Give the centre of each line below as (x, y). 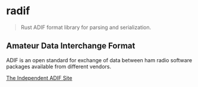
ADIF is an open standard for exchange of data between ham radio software (99, 60)
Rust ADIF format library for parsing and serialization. (86, 27)
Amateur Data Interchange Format (71, 46)
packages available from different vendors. (59, 66)
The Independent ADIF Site (39, 78)
